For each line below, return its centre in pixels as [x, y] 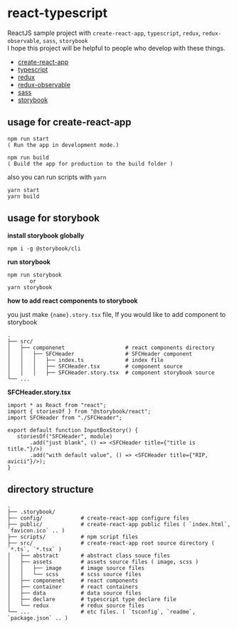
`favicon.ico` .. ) [36, 531]
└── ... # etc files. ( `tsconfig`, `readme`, [101, 612]
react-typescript [58, 13]
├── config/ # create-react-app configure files [99, 518]
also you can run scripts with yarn [57, 177]
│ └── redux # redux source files [76, 606]
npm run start [28, 139]
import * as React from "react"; [57, 405]
